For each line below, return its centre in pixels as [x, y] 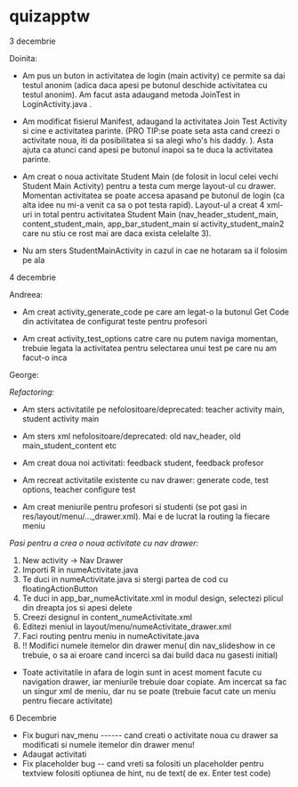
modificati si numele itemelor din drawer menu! [108, 744]
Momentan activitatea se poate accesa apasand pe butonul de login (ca [153, 195]
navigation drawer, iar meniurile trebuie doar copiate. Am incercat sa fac [154, 681]
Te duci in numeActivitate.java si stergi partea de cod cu [125, 579]
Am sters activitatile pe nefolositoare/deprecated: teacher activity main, [153, 409]
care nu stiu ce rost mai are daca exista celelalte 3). [117, 233]
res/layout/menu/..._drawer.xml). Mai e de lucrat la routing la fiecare [146, 516]
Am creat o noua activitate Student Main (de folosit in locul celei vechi [150, 176]
